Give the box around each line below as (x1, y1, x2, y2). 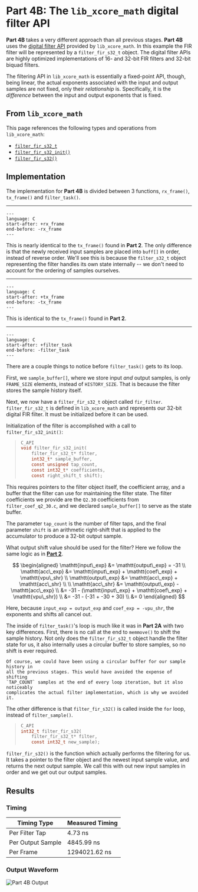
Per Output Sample (9, 838, 62, 847)
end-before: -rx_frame (6, 226, 62, 232)
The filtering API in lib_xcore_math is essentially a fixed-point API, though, (6, 73, 186, 80)
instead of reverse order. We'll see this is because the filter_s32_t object (6, 254, 186, 261)
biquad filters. (6, 61, 40, 68)
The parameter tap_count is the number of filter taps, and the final (6, 519, 166, 527)
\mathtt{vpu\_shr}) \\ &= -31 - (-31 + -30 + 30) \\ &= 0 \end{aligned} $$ (12, 593, 186, 600)
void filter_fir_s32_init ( (20, 445, 87, 451)
